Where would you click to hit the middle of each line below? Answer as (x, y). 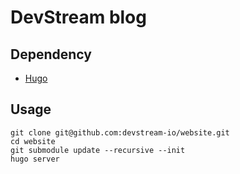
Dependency (51, 54)
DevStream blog (78, 17)
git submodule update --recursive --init (98, 150)
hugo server (35, 159)
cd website (33, 141)
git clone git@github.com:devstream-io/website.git (120, 132)
